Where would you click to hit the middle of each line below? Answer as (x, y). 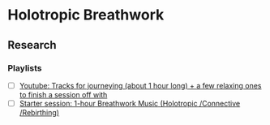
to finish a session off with (63, 94)
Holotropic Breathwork (86, 15)
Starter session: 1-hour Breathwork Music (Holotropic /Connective (130, 103)
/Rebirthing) (39, 112)
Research (32, 45)
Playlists (25, 68)
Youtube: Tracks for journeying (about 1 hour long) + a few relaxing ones (140, 85)
